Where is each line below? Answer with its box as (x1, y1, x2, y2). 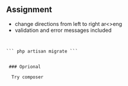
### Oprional (8, 64, 41, 70)
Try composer (11, 74, 44, 80)
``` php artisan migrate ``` (6, 48, 78, 54)
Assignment (6, 5, 52, 15)
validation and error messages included (14, 27, 111, 34)
